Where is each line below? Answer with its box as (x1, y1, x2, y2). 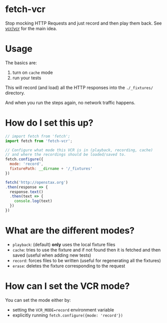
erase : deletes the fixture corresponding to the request (12, 263, 125, 269)
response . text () (9, 189, 43, 194)
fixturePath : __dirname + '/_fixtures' (9, 166, 93, 171)
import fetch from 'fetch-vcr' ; (5, 138, 72, 144)
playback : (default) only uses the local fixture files (12, 241, 115, 247)
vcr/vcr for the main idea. (5, 25, 57, 31)
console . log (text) (14, 198, 52, 204)
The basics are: (5, 59, 37, 66)
